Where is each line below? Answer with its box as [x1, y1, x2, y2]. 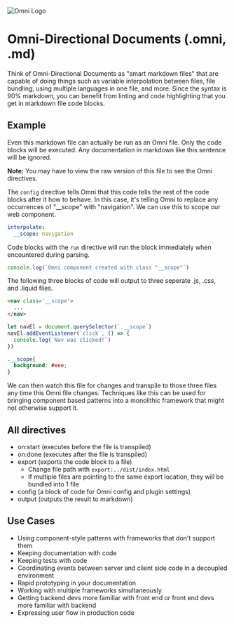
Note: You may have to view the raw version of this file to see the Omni [7, 166, 212, 175]
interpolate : [7, 223, 46, 231]
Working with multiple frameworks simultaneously [17, 586, 163, 595]
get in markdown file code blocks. [7, 99, 105, 107]
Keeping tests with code [17, 556, 88, 564]
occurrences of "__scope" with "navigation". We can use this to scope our [7, 202, 221, 211]
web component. [7, 210, 56, 218]
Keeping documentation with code [17, 548, 117, 557]
